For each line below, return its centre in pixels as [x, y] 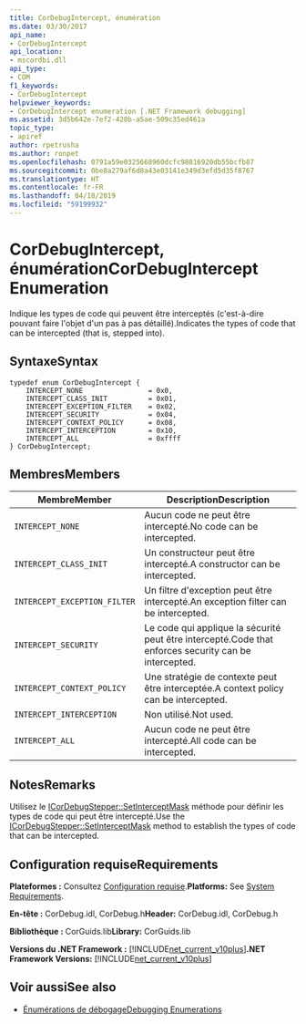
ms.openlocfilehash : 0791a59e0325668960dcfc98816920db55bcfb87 [132, 162]
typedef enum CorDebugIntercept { [75, 383]
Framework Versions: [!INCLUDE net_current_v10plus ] [111, 959]
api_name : [28, 35]
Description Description [218, 500]
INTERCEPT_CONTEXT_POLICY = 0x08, [102, 422]
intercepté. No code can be [201, 527]
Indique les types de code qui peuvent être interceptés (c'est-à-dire [137, 313]
